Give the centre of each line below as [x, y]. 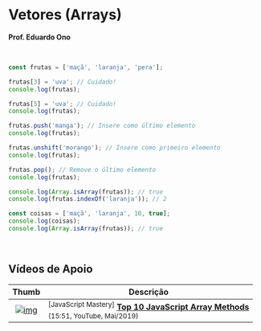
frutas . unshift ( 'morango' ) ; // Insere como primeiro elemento [114, 148]
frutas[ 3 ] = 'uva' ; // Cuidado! [62, 82]
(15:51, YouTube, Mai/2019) [93, 316]
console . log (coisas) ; [45, 221]
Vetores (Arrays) [65, 15]
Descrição [148, 292]
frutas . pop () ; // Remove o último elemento [82, 170]
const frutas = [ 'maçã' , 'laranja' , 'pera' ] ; [86, 67]
